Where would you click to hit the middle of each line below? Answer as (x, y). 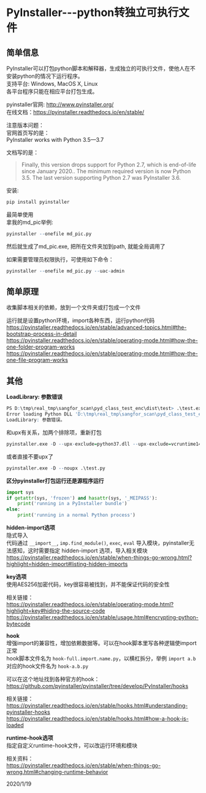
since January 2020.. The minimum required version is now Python (106, 171)
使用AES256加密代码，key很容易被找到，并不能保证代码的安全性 (88, 584)
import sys (20, 492)
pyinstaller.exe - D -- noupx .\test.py (56, 468)
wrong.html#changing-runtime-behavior (57, 772)
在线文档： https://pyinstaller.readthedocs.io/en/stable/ (75, 112)
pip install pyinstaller (38, 202)
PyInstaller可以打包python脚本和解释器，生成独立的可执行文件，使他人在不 (101, 68)
